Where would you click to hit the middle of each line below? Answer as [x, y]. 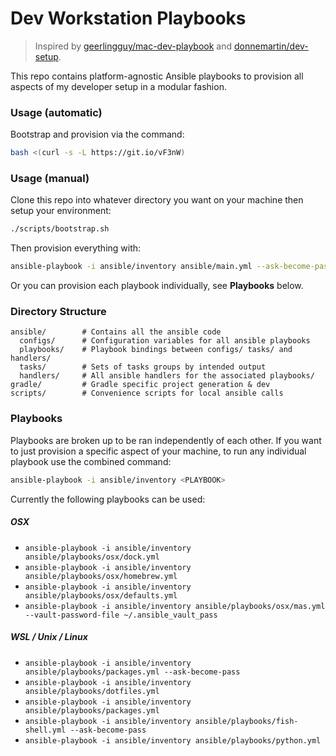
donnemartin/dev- [271, 46]
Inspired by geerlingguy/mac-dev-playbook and [133, 46]
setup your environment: [61, 211]
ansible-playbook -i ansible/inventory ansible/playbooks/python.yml [173, 740]
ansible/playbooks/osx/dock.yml [92, 557]
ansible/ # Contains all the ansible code [116, 332]
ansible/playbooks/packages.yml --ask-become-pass [132, 672]
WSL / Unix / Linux [49, 637]
